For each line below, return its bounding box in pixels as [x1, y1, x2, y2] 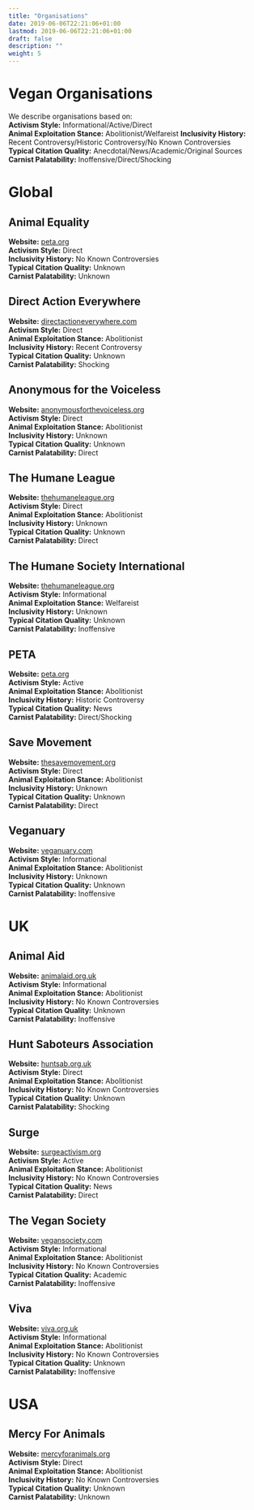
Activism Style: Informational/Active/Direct [8, 119, 153, 130]
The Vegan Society [8, 1214, 107, 1227]
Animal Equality [8, 215, 90, 229]
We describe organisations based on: [8, 111, 133, 121]
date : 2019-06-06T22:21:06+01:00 [8, 19, 121, 28]
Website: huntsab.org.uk [8, 1059, 91, 1068]
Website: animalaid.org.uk [8, 971, 97, 981]
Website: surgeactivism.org [8, 1147, 101, 1157]
